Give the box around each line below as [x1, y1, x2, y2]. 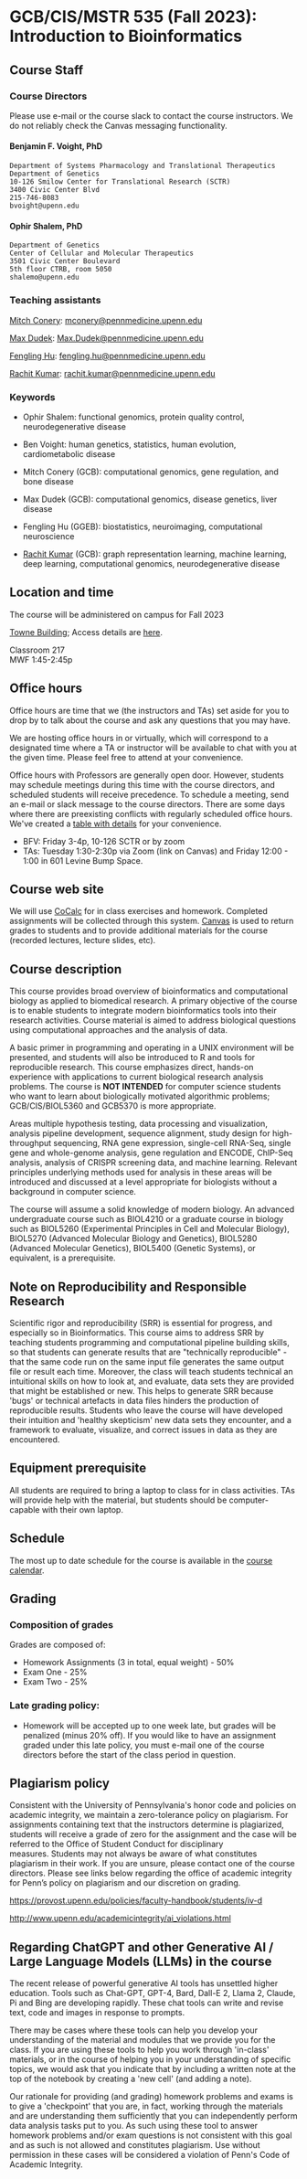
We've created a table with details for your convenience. [9, 818, 222, 829]
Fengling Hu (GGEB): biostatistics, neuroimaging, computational [22, 521, 263, 532]
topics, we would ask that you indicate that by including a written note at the [9, 2064, 297, 2075]
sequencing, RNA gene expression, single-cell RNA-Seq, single [53, 1138, 291, 1149]
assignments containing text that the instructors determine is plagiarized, [9, 1819, 285, 1830]
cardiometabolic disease [22, 448, 116, 459]
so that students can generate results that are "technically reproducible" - [9, 1346, 288, 1357]
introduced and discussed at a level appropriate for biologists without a [9, 1176, 278, 1187]
